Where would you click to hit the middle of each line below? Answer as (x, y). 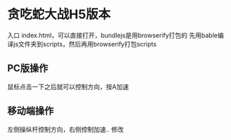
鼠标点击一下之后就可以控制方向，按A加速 (68, 87)
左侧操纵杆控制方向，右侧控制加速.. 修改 (66, 129)
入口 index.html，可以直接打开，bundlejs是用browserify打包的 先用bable (113, 35)
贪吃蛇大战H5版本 (59, 14)
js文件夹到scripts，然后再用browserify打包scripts (85, 44)
